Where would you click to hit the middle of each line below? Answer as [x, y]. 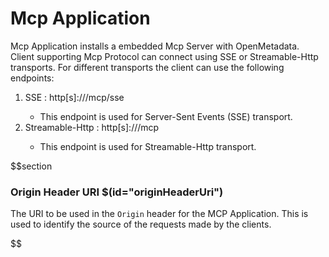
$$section [31, 166]
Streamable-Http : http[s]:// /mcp [92, 127]
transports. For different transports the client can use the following [147, 67]
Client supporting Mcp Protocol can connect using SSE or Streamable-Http [164, 56]
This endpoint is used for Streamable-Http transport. [148, 146]
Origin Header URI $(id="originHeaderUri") [117, 192]
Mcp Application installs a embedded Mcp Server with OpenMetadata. [155, 46]
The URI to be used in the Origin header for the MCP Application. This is [159, 214]
